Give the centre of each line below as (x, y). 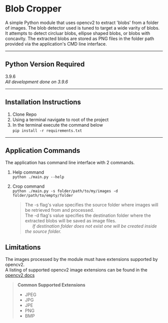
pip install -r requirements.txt (47, 131)
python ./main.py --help (38, 177)
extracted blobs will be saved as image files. (70, 221)
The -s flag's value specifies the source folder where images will (91, 205)
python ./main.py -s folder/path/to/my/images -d (65, 191)
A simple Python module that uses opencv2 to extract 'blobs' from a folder (82, 23)
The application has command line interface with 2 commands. (70, 163)
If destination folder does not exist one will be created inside (95, 226)
